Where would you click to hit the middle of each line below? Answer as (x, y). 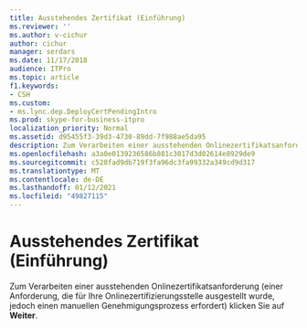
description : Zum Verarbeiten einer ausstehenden (106, 145)
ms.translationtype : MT (55, 171)
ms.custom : (30, 103)
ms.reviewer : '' (40, 26)
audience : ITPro (40, 69)
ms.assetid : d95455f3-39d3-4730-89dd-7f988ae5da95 (108, 137)
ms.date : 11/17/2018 (49, 60)
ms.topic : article (44, 78)
